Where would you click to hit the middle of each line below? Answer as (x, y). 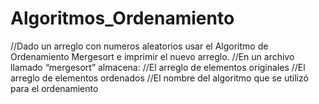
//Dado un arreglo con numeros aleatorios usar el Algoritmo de (139, 46)
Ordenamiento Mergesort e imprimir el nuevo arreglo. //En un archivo (152, 56)
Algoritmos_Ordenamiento (122, 18)
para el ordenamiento (54, 88)
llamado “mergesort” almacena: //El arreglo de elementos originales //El (158, 67)
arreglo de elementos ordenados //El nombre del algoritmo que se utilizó (159, 78)
